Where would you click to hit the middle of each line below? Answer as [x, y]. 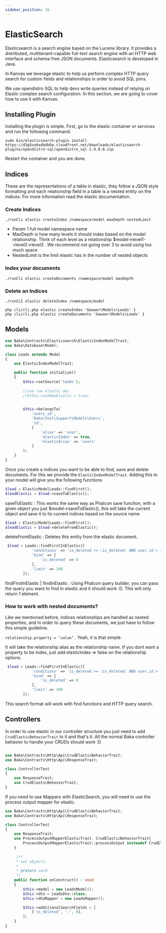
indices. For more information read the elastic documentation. [68, 197]
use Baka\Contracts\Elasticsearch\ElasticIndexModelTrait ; [67, 341]
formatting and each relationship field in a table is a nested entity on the [78, 191]
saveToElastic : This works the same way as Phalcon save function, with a [80, 503]
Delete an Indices [26, 291]
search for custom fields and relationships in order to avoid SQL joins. [76, 79]
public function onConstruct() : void [54, 880]
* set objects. [32, 862]
